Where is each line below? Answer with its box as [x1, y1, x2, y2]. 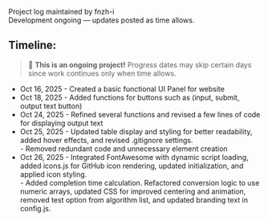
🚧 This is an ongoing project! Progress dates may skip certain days [27, 59, 252, 69]
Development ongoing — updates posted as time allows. [8, 15, 195, 25]
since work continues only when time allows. [27, 68, 177, 78]
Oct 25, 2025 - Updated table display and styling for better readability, [19, 126, 253, 136]
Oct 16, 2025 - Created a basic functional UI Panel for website [19, 84, 225, 93]
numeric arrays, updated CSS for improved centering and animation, [19, 186, 246, 196]
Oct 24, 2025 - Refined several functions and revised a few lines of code [19, 109, 261, 119]
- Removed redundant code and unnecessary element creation [19, 144, 228, 153]
